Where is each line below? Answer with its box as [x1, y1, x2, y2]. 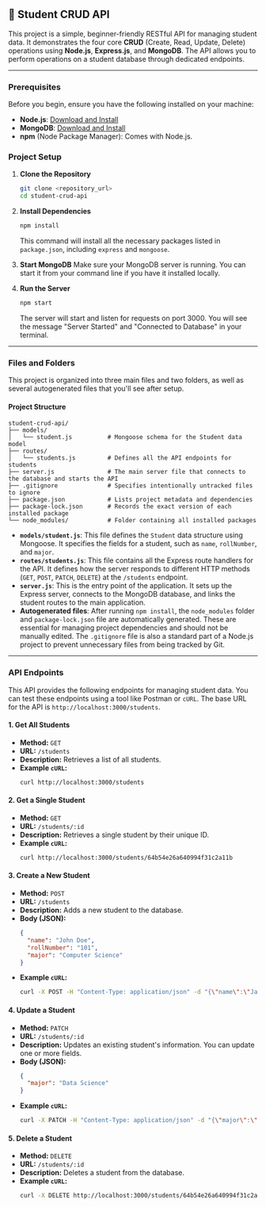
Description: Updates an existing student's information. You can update [19, 1040, 255, 1049]
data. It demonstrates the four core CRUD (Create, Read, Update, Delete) [8, 37, 246, 47]
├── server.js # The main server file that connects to [8, 468, 246, 476]
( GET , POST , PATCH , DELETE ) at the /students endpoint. [19, 572, 188, 582]
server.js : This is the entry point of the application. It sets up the [19, 581, 232, 590]
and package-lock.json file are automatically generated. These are [19, 615, 237, 625]
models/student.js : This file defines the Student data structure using [19, 530, 243, 540]
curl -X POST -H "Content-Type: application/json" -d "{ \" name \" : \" [19, 988, 251, 996]
